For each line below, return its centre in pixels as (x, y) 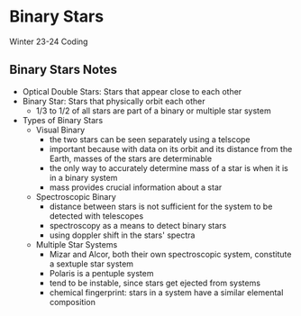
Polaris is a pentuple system (101, 273)
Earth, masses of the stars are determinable (131, 158)
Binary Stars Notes (64, 70)
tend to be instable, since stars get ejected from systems (155, 283)
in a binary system (83, 177)
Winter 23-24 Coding (49, 41)
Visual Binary (60, 130)
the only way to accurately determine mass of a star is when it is (169, 167)
